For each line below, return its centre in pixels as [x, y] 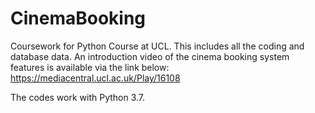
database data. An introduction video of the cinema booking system [150, 56]
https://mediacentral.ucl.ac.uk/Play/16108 [95, 78]
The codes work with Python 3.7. [78, 97]
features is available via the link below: [90, 67]
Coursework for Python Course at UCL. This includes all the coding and [157, 46]
